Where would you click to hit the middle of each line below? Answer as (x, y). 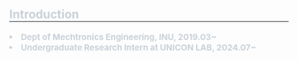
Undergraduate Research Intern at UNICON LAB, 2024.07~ (139, 47)
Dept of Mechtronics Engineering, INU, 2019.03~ (119, 37)
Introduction (44, 15)
